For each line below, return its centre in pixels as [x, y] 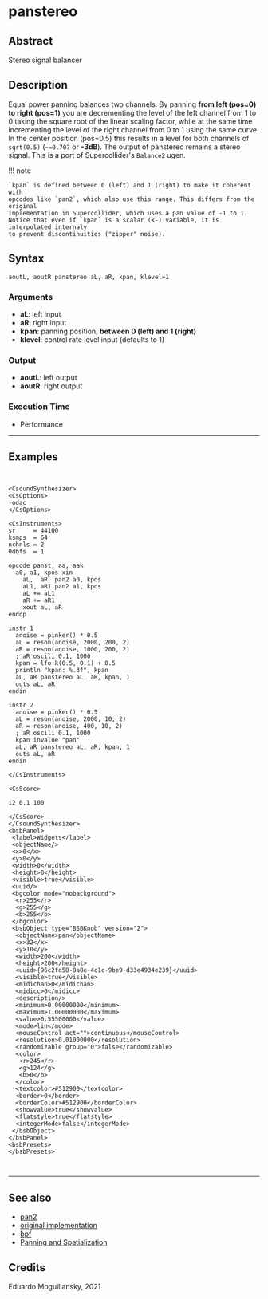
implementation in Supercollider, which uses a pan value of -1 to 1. [128, 213]
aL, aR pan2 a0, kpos [62, 580]
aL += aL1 [39, 594]
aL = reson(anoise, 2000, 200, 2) [73, 643]
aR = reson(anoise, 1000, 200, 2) [73, 649]
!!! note [20, 171]
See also [30, 1197]
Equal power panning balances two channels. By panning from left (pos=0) [132, 104]
